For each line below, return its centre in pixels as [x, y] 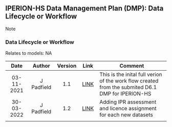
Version [67, 66]
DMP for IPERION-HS [125, 94]
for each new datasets [126, 115]
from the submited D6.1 [128, 88]
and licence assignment [128, 109]
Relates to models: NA [29, 53]
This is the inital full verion [131, 75]
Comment [132, 66]
